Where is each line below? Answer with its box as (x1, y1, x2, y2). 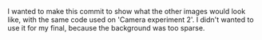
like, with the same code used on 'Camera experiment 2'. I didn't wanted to (7, 15, 254, 24)
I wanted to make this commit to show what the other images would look (7, 7, 246, 16)
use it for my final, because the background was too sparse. (7, 24, 205, 32)
